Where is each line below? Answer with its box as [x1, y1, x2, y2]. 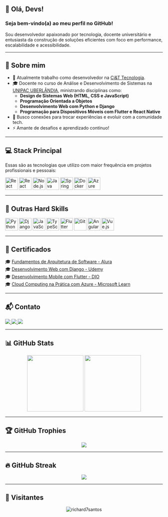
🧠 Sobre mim [5, 61, 46, 70]
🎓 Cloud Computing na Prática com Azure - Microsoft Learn [5, 281, 131, 287]
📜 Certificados [5, 245, 51, 253]
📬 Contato [5, 303, 41, 311]
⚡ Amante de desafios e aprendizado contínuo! [12, 124, 109, 130]
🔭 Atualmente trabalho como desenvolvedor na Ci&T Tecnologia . [12, 74, 145, 80]
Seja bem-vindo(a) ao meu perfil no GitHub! [5, 20, 113, 27]
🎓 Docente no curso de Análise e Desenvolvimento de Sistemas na [12, 80, 152, 86]
